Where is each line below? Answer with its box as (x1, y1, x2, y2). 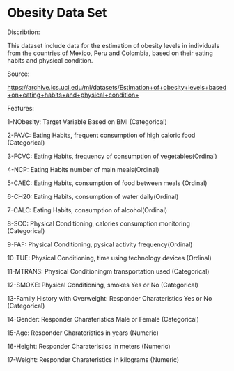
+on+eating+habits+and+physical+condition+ (7, 90, 140, 99)
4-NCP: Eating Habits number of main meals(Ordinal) (7, 165, 159, 173)
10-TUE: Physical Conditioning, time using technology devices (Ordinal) (7, 253, 212, 262)
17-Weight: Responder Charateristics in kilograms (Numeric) (7, 355, 180, 363)
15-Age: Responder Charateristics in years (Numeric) (7, 329, 159, 337)
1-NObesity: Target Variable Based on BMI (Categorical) (7, 117, 167, 126)
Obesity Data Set (7, 5, 107, 21)
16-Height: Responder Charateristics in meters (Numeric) (7, 342, 171, 350)
